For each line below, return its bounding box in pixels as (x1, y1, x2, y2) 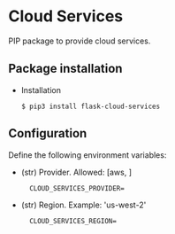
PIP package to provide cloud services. (8, 35, 151, 46)
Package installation (8, 61, 123, 76)
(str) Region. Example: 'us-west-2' (20, 199, 147, 210)
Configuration (8, 126, 87, 141)
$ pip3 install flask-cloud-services (20, 102, 161, 111)
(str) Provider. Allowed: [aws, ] (20, 167, 133, 177)
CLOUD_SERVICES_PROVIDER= (29, 183, 125, 192)
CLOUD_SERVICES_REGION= (29, 216, 117, 225)
